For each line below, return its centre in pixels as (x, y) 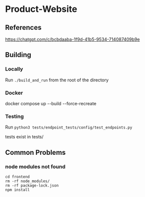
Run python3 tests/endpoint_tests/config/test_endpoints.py (69, 127)
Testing (14, 116)
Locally (14, 69)
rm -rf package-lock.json (32, 185)
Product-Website (41, 9)
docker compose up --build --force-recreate (51, 103)
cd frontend (17, 177)
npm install (17, 190)
